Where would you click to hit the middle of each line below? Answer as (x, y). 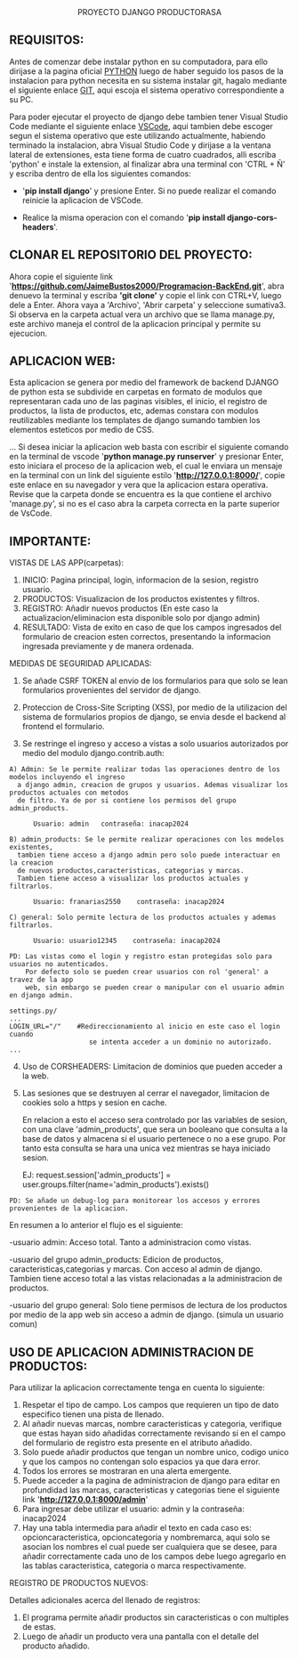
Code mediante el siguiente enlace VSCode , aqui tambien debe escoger (141, 126)
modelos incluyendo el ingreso (67, 777)
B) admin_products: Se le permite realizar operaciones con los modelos (147, 840)
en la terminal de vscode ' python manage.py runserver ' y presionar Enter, (146, 457)
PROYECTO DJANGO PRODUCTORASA (149, 12)
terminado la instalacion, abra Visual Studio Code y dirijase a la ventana (140, 145)
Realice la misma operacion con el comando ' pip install (124, 217)
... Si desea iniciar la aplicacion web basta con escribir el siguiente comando (149, 447)
